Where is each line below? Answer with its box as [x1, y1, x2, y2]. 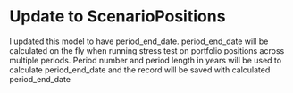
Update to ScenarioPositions [9, 6, 226, 27]
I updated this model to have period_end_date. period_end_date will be [9, 36, 269, 46]
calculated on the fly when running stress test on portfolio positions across [9, 45, 285, 55]
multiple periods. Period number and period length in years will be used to [9, 55, 282, 65]
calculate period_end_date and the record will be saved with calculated [9, 64, 271, 75]
